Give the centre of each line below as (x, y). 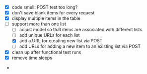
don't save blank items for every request (53, 13)
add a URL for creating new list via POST (61, 41)
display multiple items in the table (46, 18)
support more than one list (39, 24)
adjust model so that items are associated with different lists (81, 30)
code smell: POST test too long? (45, 7)
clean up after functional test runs (46, 52)
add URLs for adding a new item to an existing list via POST (80, 46)
